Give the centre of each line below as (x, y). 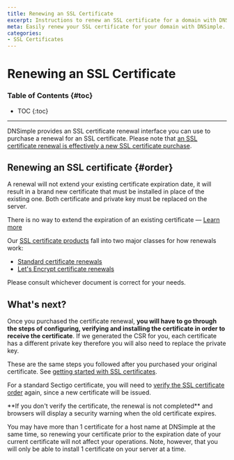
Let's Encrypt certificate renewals (66, 269)
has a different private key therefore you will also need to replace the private (117, 343)
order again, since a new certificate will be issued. (79, 392)
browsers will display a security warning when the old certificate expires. (112, 413)
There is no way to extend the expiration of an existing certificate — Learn (114, 220)
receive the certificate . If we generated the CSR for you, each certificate (112, 336)
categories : (24, 33)
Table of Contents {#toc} (50, 96)
